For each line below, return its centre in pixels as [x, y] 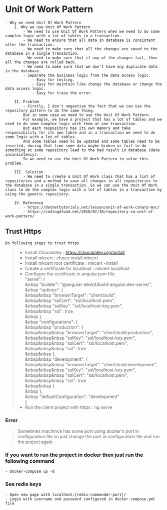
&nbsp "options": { [44, 289]
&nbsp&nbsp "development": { [56, 359]
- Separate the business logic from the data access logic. [87, 75]
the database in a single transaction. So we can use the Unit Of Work [81, 185]
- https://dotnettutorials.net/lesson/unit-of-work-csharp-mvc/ [91, 207]
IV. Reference [29, 203]
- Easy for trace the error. [62, 93]
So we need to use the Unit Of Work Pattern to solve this [86, 159]
